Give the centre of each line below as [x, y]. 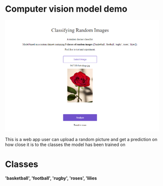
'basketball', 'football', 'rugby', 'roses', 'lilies [51, 178]
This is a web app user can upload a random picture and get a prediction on [81, 140]
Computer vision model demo [66, 9]
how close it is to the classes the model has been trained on [65, 145]
